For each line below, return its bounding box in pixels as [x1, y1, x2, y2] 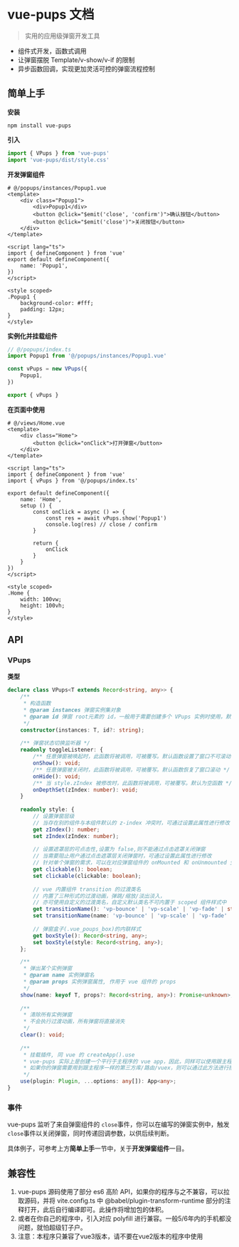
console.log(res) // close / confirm [45, 520, 158, 528]
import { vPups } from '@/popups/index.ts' [7, 477, 139, 484]
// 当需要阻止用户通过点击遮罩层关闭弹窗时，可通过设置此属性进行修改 [33, 852, 212, 860]
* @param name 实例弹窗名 [23, 971, 95, 979]
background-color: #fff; [20, 299, 94, 307]
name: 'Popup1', [20, 262, 69, 269]
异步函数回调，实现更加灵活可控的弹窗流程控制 [17, 64, 155, 73]
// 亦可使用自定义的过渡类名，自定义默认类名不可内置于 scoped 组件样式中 [33, 899, 227, 907]
